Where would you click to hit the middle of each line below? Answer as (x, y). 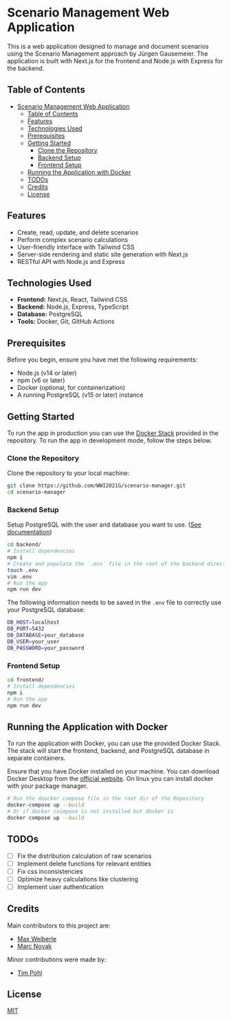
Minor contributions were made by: (57, 959)
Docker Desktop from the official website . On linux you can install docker (110, 779)
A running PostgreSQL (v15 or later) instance (80, 395)
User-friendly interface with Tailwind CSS (76, 247)
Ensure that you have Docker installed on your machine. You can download (113, 771)
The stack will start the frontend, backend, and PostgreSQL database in (108, 751)
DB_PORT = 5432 (26, 629)
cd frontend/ (26, 680)
